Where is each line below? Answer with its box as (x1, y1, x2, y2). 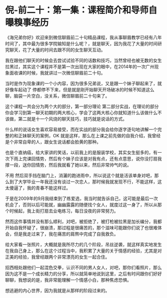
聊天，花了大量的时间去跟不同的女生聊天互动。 (9, 47, 105, 53)
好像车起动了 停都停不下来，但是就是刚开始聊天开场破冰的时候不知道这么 (5, 87, 155, 93)
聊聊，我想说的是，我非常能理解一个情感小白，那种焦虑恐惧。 (5, 277, 132, 283)
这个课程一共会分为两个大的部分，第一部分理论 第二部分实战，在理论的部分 (5, 103, 159, 109)
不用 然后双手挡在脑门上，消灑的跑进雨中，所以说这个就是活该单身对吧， (5, 172, 155, 178)
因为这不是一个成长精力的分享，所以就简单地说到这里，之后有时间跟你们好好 (5, 271, 162, 277)
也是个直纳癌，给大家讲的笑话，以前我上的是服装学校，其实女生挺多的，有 (5, 149, 158, 155)
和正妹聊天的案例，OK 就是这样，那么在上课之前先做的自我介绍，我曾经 (13, 132, 161, 138)
